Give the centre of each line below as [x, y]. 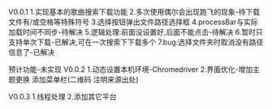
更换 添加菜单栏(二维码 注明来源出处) [77, 80]
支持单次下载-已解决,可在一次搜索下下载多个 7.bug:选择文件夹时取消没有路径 [136, 42]
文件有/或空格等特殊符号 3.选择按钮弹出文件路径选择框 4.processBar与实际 [133, 22]
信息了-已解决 [32, 52]
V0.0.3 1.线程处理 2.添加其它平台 [63, 96]
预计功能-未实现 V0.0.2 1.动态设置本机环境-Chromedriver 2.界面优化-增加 [131, 69]
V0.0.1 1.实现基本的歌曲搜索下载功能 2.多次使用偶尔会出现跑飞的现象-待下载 [134, 12]
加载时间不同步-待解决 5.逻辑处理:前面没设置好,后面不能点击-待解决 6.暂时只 [136, 32]
